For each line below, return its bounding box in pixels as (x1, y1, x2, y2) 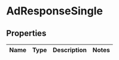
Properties (6, 28, 47, 38)
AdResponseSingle (6, 4, 103, 18)
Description (53, 46, 87, 54)
